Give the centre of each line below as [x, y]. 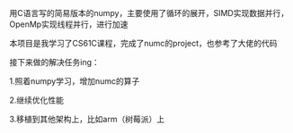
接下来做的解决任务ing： [55, 62]
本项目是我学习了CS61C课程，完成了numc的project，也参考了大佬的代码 [143, 43]
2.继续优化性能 [37, 100]
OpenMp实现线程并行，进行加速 [69, 24]
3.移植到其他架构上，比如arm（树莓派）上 [87, 119]
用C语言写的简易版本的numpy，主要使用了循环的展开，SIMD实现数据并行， [149, 13]
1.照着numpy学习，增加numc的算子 [75, 81]
